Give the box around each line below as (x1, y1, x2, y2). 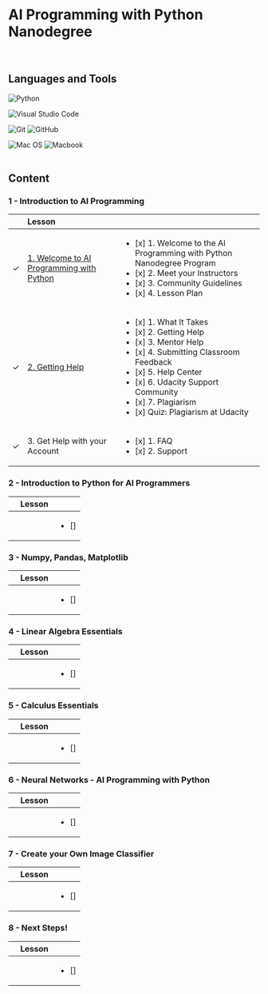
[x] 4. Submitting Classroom (134, 346, 241, 357)
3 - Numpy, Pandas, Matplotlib (8, 552, 129, 563)
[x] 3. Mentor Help (134, 337, 204, 348)
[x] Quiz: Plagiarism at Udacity (134, 406, 249, 417)
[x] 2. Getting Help (134, 326, 205, 337)
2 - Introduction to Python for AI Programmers (8, 477, 191, 489)
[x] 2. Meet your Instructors (134, 268, 238, 279)
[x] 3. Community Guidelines (134, 277, 242, 289)
